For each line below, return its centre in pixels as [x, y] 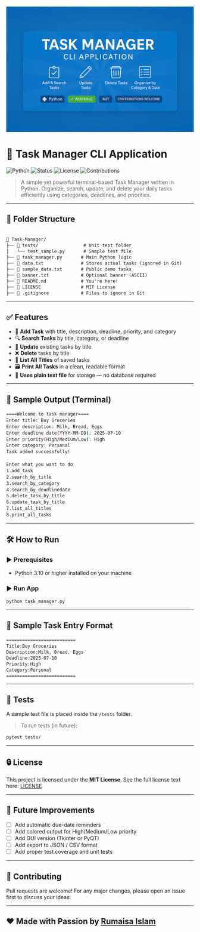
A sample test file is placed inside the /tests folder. [69, 714]
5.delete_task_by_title [36, 496]
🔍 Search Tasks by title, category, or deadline [72, 339]
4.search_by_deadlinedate [38, 490]
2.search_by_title [29, 477]
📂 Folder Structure [41, 219]
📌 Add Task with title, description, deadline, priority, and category [96, 331]
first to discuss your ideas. [39, 897]
